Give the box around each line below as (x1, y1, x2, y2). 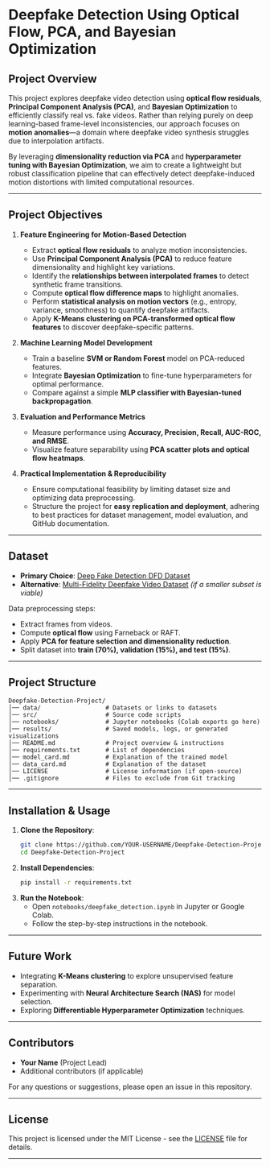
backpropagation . (31, 396, 94, 406)
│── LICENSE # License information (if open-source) (8, 768, 243, 776)
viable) (19, 588, 43, 598)
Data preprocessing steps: (8, 603, 96, 613)
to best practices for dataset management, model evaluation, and (31, 510, 248, 519)
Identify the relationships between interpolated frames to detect (31, 271, 249, 280)
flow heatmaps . (31, 453, 86, 462)
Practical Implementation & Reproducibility (19, 469, 167, 478)
